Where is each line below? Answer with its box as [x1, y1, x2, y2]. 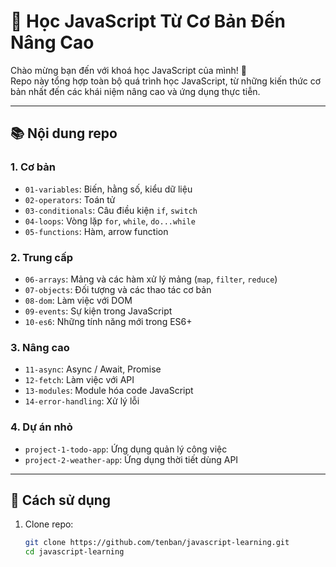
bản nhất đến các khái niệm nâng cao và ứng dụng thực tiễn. [10, 85, 261, 97]
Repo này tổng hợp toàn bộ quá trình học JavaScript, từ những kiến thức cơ [10, 75, 322, 87]
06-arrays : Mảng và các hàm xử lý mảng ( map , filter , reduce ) [24, 273, 278, 285]
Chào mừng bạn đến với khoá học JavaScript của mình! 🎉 [10, 64, 247, 76]
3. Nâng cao [10, 340, 70, 354]
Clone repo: [24, 518, 74, 530]
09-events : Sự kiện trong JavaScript [24, 305, 173, 317]
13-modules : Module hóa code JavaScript [24, 385, 194, 397]
